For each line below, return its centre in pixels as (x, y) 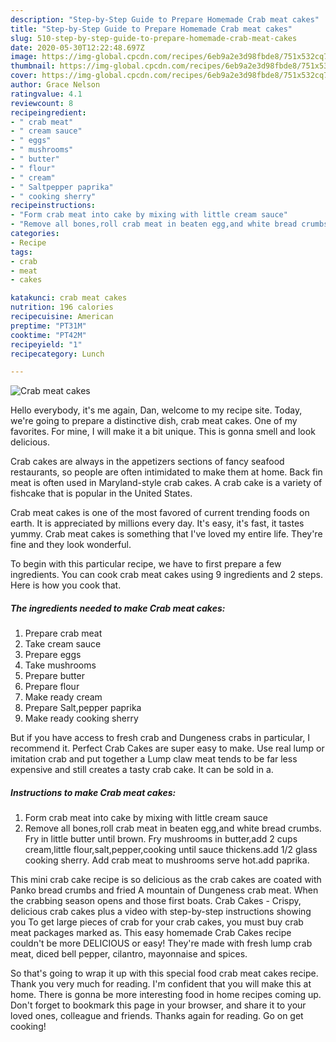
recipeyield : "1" (46, 344)
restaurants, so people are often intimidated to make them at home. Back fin (166, 472)
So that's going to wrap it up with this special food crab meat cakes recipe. (164, 973)
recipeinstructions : (53, 206)
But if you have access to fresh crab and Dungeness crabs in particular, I (160, 738)
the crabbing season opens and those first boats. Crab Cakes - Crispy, (156, 901)
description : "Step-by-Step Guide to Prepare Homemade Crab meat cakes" (165, 19)
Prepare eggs (53, 655)
